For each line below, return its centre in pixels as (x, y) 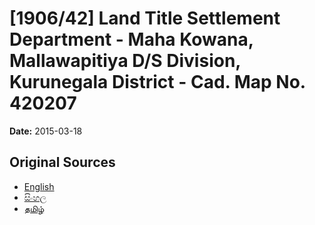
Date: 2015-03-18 (46, 131)
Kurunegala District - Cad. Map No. (157, 82)
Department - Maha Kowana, (131, 39)
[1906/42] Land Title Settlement (145, 18)
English (39, 186)
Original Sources (62, 162)
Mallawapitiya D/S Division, (125, 61)
